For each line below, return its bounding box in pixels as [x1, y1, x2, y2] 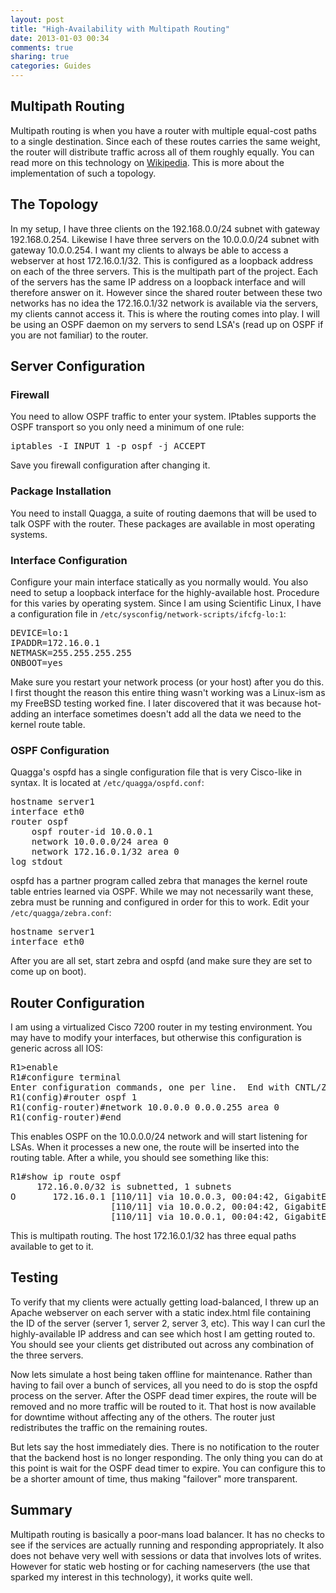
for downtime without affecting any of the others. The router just [10, 1411, 276, 1423]
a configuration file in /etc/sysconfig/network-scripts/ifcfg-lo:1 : [10, 607, 287, 620]
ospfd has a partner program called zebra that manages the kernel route [10, 875, 308, 887]
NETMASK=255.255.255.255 [10, 647, 132, 658]
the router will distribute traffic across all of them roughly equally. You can [10, 146, 315, 158]
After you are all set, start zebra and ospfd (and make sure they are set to [10, 955, 313, 967]
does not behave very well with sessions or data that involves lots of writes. [10, 1549, 322, 1561]
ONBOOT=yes [10, 657, 64, 668]
